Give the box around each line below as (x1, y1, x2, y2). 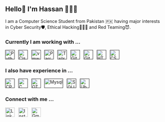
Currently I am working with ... (5, 38, 81, 45)
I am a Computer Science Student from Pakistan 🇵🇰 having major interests (5, 18, 160, 24)
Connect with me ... (5, 96, 54, 103)
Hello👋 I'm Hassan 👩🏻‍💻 (5, 5, 78, 13)
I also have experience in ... (5, 67, 73, 74)
